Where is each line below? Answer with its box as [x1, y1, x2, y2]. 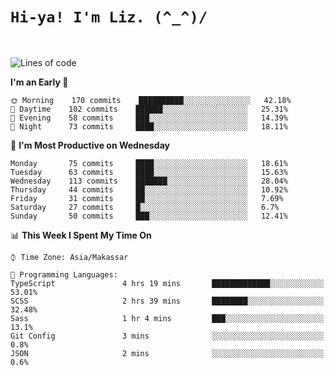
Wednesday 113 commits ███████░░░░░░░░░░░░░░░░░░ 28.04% [10, 176, 288, 186]
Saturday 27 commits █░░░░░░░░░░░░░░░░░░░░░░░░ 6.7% [10, 202, 280, 212]
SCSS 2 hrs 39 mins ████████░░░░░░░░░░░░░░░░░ [10, 296, 325, 306]
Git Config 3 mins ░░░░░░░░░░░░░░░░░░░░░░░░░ [10, 331, 325, 341]
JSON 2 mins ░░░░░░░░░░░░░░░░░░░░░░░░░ [10, 348, 325, 358]
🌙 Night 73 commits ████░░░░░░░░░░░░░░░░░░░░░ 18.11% [10, 121, 288, 132]
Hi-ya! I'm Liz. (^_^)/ [10, 8, 208, 27]
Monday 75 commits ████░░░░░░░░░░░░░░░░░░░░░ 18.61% [10, 158, 288, 168]
